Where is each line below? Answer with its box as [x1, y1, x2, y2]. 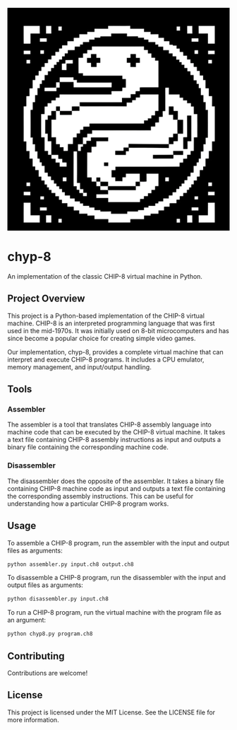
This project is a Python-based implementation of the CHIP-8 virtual [7, 311, 205, 320]
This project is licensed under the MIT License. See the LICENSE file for [7, 708, 216, 717]
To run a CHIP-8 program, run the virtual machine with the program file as [7, 608, 222, 617]
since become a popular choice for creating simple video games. [7, 334, 196, 342]
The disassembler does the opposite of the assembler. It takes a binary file [7, 477, 224, 485]
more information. [7, 715, 59, 724]
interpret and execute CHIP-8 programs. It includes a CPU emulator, [7, 355, 205, 364]
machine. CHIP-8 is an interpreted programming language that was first [7, 319, 215, 328]
